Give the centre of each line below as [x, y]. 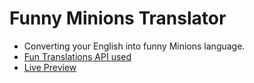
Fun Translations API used [77, 56]
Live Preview [50, 67]
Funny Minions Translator [118, 18]
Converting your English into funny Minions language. [134, 46]
